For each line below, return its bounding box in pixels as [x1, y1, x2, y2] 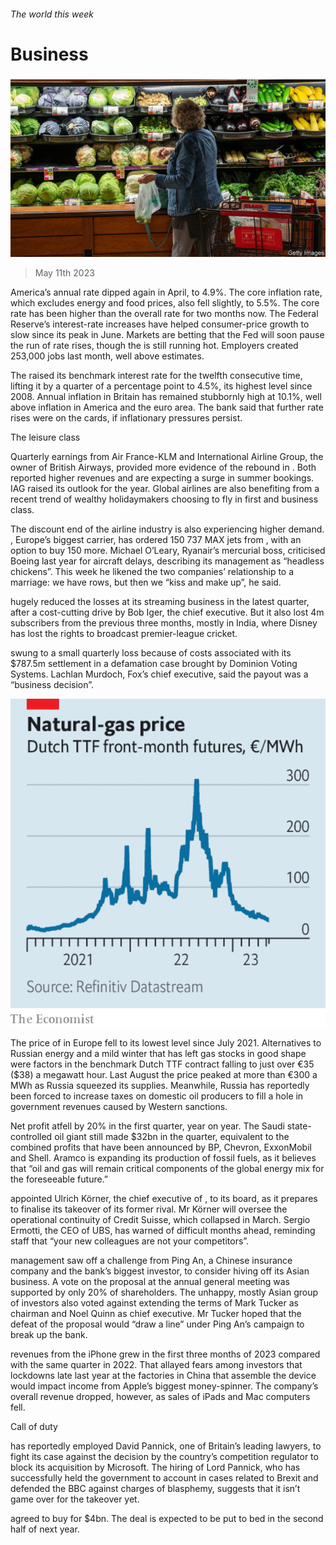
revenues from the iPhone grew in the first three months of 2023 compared [10, 1348, 321, 1360]
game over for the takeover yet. [10, 1493, 140, 1505]
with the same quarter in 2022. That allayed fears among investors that [10, 1359, 303, 1371]
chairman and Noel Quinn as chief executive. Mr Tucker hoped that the [10, 1308, 302, 1320]
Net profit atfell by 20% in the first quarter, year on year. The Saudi [10, 1120, 285, 1132]
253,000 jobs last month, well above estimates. [10, 350, 205, 362]
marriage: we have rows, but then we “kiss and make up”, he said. [10, 576, 282, 588]
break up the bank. [10, 1329, 88, 1341]
